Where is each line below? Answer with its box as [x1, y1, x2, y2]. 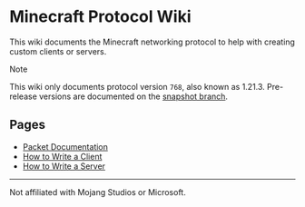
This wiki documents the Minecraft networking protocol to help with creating [9, 36, 295, 47]
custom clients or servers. [9, 45, 107, 56]
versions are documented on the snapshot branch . [39, 91, 229, 102]
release [9, 91, 38, 102]
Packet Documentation [22, 141, 109, 152]
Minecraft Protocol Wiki [9, 6, 192, 27]
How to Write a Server [22, 161, 106, 172]
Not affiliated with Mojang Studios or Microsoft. [9, 186, 186, 197]
